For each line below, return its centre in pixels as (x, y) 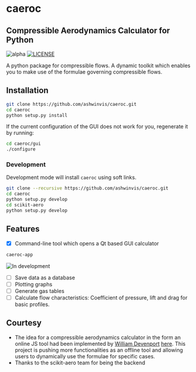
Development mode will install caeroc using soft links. (71, 178)
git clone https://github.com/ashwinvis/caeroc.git (71, 104)
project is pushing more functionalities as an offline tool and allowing (99, 350)
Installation (27, 91)
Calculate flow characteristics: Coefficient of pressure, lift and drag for (101, 297)
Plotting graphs (33, 284)
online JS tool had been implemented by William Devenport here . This (100, 343)
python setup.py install (37, 115)
